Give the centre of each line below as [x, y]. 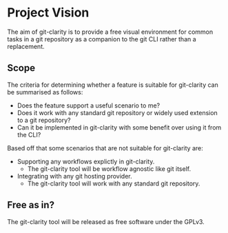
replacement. [26, 46]
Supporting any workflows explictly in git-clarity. [86, 161]
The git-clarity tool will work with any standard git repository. [114, 183]
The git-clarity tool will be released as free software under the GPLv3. [106, 221]
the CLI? [29, 134]
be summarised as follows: [45, 92]
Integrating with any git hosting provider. [74, 176]
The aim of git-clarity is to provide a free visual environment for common [110, 32]
